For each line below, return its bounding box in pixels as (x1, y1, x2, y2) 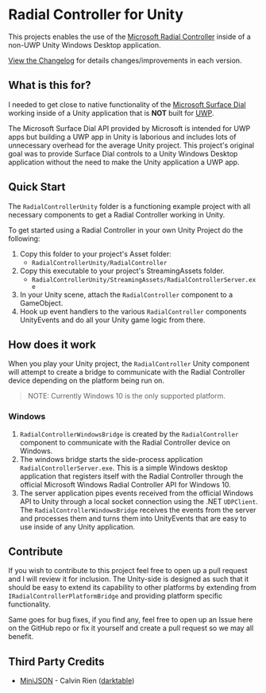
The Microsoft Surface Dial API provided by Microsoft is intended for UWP (8, 123, 251, 133)
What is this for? (8, 79, 91, 92)
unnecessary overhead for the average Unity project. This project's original (8, 141, 255, 150)
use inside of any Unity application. (19, 522, 136, 531)
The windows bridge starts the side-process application (19, 454, 203, 464)
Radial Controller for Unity (8, 6, 184, 24)
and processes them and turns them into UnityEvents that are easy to (19, 514, 247, 523)
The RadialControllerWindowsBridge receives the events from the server (19, 505, 256, 514)
